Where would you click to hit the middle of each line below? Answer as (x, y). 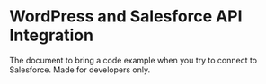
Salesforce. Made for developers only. (80, 70)
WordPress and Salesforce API (126, 17)
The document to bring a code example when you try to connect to (133, 60)
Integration (52, 35)
